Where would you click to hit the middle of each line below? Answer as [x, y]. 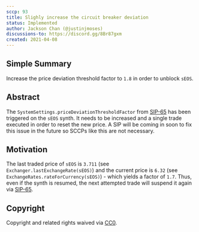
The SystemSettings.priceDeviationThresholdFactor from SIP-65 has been [99, 112]
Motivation [27, 150]
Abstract [23, 97]
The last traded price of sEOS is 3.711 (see [58, 164]
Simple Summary [39, 64]
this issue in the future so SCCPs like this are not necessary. [80, 131]
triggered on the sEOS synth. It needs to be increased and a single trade [94, 118]
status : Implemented [32, 23]
